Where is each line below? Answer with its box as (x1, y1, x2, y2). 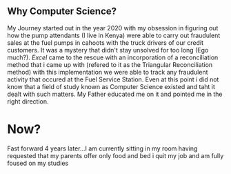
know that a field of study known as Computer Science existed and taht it (7, 82, 216, 90)
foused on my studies (7, 159, 69, 167)
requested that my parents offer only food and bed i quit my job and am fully (7, 151, 224, 159)
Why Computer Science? (7, 6, 117, 17)
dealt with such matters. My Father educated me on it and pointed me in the (7, 90, 223, 98)
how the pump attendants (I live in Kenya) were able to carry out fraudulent (7, 31, 221, 39)
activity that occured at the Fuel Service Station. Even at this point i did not (7, 75, 219, 84)
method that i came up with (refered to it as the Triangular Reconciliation (7, 60, 213, 68)
